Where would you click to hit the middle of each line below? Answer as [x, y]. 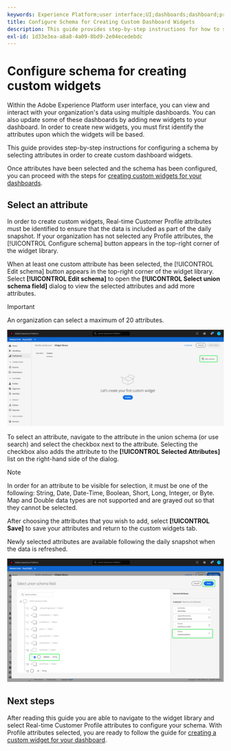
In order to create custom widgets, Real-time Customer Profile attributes [109, 221]
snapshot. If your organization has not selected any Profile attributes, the [110, 236]
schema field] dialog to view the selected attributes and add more [101, 286]
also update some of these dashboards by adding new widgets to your [107, 120]
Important [21, 307]
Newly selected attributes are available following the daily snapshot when [111, 542]
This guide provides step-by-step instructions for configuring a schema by [113, 148]
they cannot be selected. [42, 508]
